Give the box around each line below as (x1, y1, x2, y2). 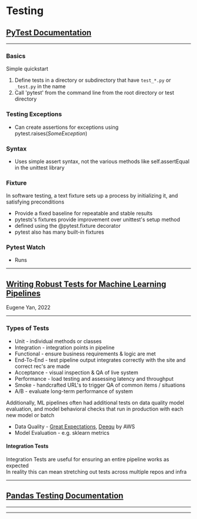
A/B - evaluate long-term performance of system (14, 387, 133, 395)
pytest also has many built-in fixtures (14, 228, 104, 236)
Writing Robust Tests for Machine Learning (6, 279, 167, 289)
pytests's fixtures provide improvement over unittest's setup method (14, 216, 181, 223)
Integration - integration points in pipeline (14, 344, 115, 351)
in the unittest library (14, 164, 65, 171)
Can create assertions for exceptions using (14, 124, 119, 131)
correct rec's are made (14, 362, 70, 370)
